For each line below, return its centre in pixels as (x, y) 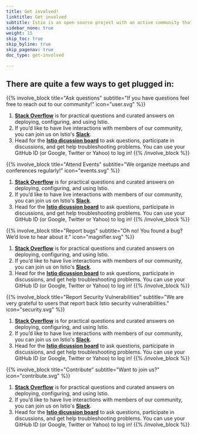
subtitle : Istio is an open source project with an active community (93, 22)
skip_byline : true (28, 45)
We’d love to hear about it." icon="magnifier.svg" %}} (70, 237)
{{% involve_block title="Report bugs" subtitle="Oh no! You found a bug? (94, 231)
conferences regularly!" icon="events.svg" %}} (63, 171)
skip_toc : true (25, 39)
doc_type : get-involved (35, 55)
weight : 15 (19, 33)
